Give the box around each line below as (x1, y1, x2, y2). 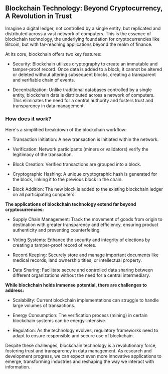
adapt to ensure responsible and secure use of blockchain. (12, 333, 134, 339)
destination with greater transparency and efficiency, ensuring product (12, 221, 159, 228)
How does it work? (5, 115, 52, 122)
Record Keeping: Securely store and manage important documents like (12, 252, 159, 258)
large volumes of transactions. (12, 303, 75, 309)
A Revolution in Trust (5, 12, 72, 21)
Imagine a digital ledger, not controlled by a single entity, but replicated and (5, 25, 161, 31)
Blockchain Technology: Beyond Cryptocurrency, (5, 4, 163, 13)
